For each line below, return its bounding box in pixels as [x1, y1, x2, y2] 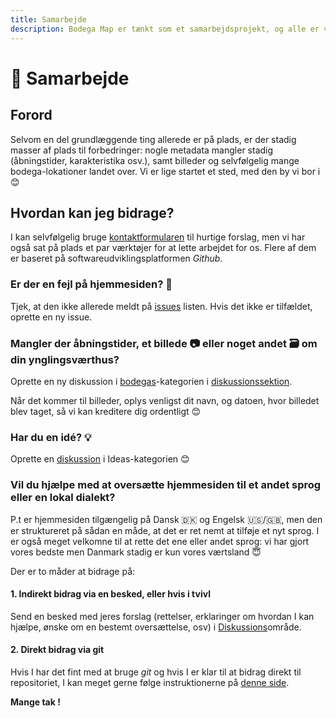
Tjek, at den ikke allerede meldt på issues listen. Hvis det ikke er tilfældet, [10, 300, 313, 312]
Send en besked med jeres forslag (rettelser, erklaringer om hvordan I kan [10, 610, 315, 622]
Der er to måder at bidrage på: [10, 565, 136, 577]
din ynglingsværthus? [10, 352, 120, 366]
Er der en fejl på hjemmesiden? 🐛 [10, 277, 173, 291]
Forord [10, 107, 53, 124]
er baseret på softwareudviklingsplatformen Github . [10, 252, 223, 265]
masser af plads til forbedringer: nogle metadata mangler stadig [10, 144, 274, 156]
